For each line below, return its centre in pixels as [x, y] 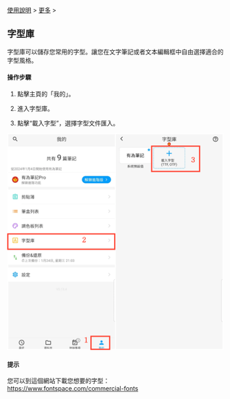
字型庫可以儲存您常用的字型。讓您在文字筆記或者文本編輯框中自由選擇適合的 [115, 52]
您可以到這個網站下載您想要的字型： [58, 381]
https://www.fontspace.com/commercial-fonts [73, 389]
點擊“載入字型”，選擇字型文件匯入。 [68, 123]
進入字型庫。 [35, 109]
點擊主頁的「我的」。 [46, 94]
